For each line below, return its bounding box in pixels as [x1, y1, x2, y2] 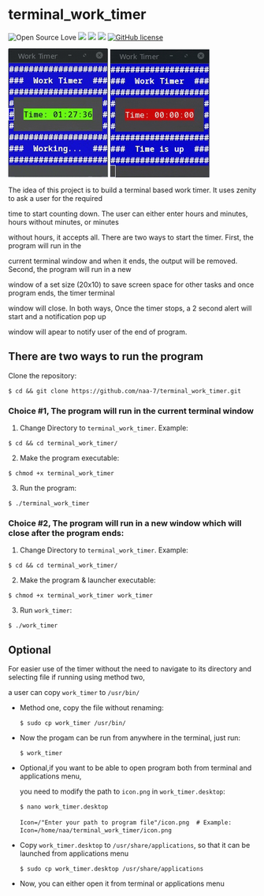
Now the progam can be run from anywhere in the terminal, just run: [19, 733, 241, 742]
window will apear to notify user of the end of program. [8, 327, 188, 336]
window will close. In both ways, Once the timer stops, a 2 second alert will [8, 303, 252, 313]
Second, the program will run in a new [8, 264, 132, 273]
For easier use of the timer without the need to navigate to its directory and [8, 664, 252, 674]
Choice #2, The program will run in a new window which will [8, 518, 242, 529]
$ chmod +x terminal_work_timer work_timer [8, 592, 154, 600]
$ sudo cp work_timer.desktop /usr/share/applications [19, 865, 204, 873]
